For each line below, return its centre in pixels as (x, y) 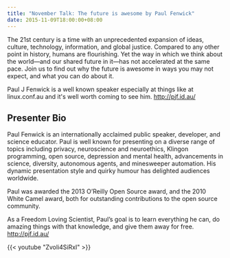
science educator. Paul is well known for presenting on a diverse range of (111, 142)
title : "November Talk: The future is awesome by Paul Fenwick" (101, 13)
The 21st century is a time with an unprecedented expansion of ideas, (106, 39)
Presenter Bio (37, 118)
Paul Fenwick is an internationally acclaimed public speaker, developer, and (114, 134)
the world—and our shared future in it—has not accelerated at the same (109, 61)
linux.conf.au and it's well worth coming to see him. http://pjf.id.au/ (101, 96)
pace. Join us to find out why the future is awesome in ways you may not (111, 69)
